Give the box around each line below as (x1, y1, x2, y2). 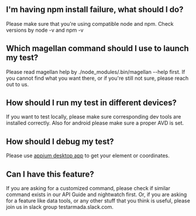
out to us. (6, 80, 29, 87)
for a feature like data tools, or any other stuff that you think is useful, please (6, 197, 190, 204)
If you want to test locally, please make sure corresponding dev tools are (6, 113, 181, 120)
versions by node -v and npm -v (6, 26, 84, 33)
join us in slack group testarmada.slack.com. (6, 204, 114, 211)
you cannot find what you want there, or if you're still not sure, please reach (6, 75, 189, 82)
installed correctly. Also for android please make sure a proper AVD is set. (6, 120, 184, 127)
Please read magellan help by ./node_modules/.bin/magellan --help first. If (6, 68, 185, 75)
